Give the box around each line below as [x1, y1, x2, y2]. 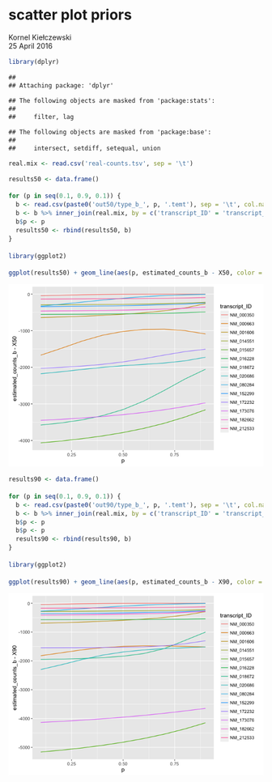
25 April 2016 [8, 40, 53, 50]
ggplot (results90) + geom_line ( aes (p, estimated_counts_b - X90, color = [8, 577, 263, 586]
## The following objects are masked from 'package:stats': [8, 96, 216, 104]
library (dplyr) [8, 57, 60, 66]
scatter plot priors [8, 6, 132, 24]
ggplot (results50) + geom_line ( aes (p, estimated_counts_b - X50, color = [8, 269, 263, 277]
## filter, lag [8, 113, 74, 121]
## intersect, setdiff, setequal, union [8, 144, 161, 152]
